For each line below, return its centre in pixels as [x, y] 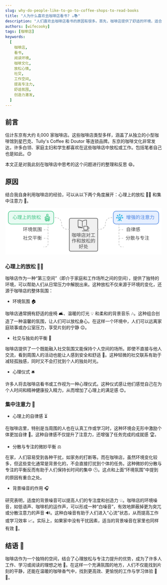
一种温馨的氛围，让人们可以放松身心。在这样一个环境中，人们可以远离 [85, 321]
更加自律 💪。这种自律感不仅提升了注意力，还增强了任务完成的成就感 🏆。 [84, 435]
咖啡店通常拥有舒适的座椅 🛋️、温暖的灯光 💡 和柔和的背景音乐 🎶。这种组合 [80, 313]
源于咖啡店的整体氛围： [29, 291]
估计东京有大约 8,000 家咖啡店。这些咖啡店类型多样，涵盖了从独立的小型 [80, 135]
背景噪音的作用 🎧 [31, 488]
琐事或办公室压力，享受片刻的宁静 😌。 [49, 327]
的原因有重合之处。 [25, 478]
